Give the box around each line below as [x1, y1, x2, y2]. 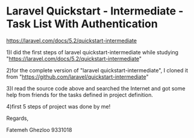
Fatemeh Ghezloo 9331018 [6, 126, 72, 133]
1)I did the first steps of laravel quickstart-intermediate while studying [6, 48, 179, 55]
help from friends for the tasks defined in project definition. [6, 91, 154, 98]
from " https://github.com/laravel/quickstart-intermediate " [6, 73, 149, 80]
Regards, [6, 114, 29, 122]
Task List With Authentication [6, 17, 158, 31]
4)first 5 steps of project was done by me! [6, 102, 111, 110]
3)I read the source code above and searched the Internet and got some [6, 84, 186, 92]
